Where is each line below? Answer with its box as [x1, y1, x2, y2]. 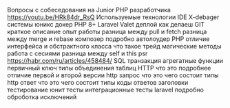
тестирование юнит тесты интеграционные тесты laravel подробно [7, 85, 205, 94]
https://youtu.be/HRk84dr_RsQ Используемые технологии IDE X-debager [7, 13, 220, 21]
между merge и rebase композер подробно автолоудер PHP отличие [7, 35, 210, 43]
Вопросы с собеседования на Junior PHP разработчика [7, 6, 171, 14]
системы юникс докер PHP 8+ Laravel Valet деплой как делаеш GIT [7, 21, 205, 28]
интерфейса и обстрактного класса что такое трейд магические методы [7, 42, 222, 50]
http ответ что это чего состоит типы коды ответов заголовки [7, 79, 189, 86]
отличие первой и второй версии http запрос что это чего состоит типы [7, 71, 219, 79]
